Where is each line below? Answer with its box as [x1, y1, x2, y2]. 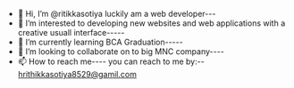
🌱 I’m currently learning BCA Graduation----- [17, 36, 183, 47]
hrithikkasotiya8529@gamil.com [17, 69, 137, 79]
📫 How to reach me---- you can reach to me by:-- [17, 56, 206, 67]
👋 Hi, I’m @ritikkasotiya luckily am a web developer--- [17, 9, 216, 19]
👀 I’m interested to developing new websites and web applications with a [17, 18, 286, 28]
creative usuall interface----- [17, 28, 125, 37]
